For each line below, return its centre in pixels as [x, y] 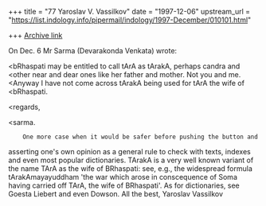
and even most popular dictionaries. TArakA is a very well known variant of [131, 160]
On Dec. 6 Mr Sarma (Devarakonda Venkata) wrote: [93, 51]
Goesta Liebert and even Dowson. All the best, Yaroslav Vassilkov [116, 194]
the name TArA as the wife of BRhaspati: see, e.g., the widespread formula [130, 169]
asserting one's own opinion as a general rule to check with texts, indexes [129, 152]
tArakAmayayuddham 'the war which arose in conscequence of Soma [123, 177]
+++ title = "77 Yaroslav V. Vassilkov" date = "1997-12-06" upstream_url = [129, 12]
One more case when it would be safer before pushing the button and [141, 137]
